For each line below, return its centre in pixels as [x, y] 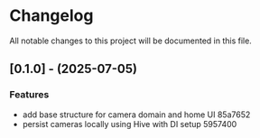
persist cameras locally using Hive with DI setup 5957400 [130, 124]
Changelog [51, 16]
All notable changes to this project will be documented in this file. [131, 41]
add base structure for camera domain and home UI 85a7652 [136, 115]
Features [29, 95]
